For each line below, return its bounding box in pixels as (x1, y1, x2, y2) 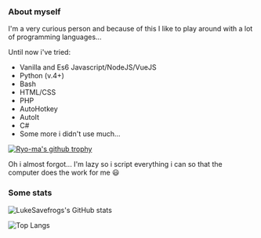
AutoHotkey (19, 104, 59, 114)
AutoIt (19, 113, 40, 122)
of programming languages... (8, 32, 102, 41)
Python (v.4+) (19, 71, 65, 81)
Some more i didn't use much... (19, 129, 121, 139)
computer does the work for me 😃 (8, 168, 120, 178)
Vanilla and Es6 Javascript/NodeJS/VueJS (19, 63, 157, 72)
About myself (8, 6, 61, 17)
